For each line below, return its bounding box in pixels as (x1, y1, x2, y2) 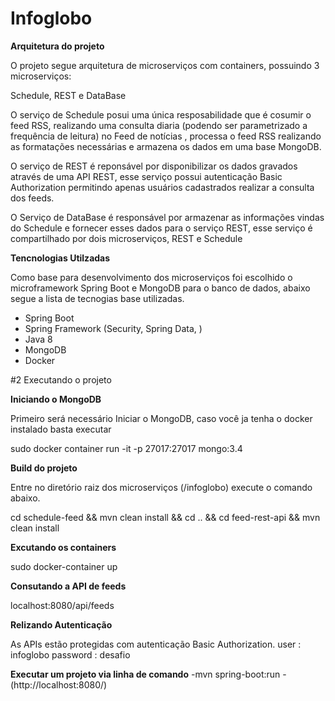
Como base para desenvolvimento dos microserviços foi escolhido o (10, 271, 293, 283)
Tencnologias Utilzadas (10, 252, 111, 264)
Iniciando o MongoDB (10, 393, 102, 405)
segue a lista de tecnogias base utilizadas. (10, 292, 185, 304)
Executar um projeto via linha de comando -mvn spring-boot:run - (10, 668, 287, 680)
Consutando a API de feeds (10, 580, 127, 592)
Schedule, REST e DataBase (10, 89, 127, 101)
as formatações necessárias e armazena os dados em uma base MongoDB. (10, 140, 322, 152)
